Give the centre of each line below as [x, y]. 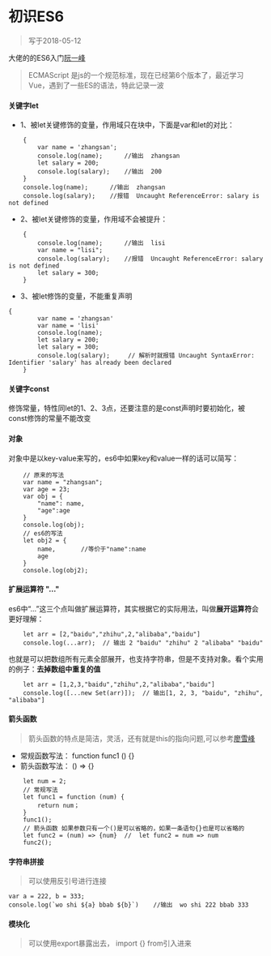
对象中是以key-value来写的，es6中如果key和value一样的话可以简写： [124, 458]
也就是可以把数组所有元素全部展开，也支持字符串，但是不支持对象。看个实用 [136, 658]
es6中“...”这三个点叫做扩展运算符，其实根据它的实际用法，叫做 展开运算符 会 [133, 608]
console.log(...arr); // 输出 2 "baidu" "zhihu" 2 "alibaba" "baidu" [143, 643]
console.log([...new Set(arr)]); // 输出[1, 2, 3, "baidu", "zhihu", [143, 693]
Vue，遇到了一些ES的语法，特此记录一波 [96, 85]
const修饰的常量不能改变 [50, 418]
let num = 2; [45, 781]
